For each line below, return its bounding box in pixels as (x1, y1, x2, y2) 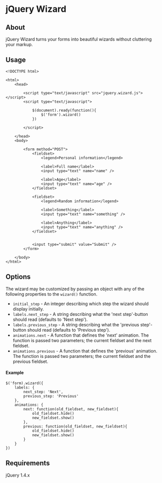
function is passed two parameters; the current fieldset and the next (12, 337, 152, 343)
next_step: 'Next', (23, 389, 64, 394)
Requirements (5, 459, 50, 468)
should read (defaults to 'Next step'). (12, 316, 88, 322)
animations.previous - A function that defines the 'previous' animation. (12, 348, 158, 354)
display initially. (12, 306, 44, 312)
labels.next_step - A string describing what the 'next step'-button (12, 311, 148, 317)
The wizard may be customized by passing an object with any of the (5, 286, 145, 292)
